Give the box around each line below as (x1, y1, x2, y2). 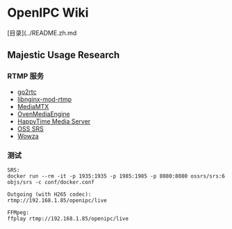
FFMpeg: (7, 209, 30, 216)
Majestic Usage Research (7, 49, 120, 61)
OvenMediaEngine (17, 110, 71, 118)
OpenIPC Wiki (7, 5, 89, 21)
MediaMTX (17, 102, 49, 110)
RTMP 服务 (7, 71, 44, 81)
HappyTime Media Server (17, 117, 91, 126)
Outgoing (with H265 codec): (7, 191, 92, 198)
